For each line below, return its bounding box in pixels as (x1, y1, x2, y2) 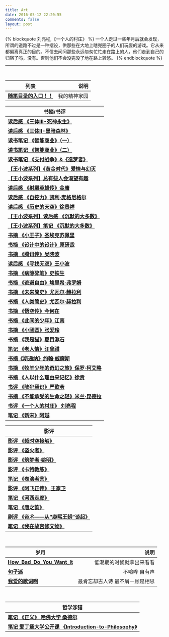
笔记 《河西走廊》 (8, 494, 50, 502)
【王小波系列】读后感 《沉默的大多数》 (8, 213, 100, 220)
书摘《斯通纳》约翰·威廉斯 (8, 355, 70, 362)
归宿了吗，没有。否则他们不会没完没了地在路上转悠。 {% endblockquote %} (5, 55, 162, 61)
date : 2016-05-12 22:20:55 (5, 12, 62, 17)
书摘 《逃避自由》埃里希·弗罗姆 (8, 279, 81, 286)
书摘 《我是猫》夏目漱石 (8, 336, 65, 343)
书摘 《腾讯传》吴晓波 (8, 251, 60, 258)
